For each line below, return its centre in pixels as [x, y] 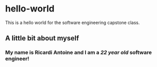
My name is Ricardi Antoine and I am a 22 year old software [78, 52]
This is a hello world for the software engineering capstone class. [72, 22]
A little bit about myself [42, 38]
